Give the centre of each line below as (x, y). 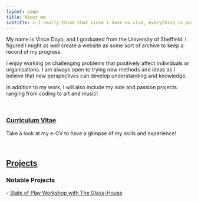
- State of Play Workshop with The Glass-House (64, 193)
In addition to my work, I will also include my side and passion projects (92, 87)
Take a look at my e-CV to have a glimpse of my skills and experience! (91, 133)
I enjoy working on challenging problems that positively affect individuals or (98, 63)
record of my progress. (34, 52)
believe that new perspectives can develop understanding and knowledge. (97, 76)
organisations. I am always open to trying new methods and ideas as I (91, 70)
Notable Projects (31, 180)
